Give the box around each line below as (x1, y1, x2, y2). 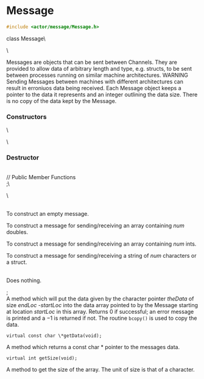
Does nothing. (6, 277, 41, 284)
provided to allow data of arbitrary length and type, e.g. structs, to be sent (6, 65, 192, 72)
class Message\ (6, 35, 46, 42)
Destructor (6, 154, 40, 162)
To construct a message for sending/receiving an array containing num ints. (6, 240, 197, 247)
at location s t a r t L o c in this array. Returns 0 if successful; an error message (6, 308, 194, 316)
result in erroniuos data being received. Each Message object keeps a (6, 84, 181, 91)
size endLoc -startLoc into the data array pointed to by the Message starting (6, 302, 199, 309)
